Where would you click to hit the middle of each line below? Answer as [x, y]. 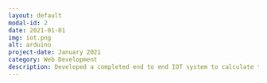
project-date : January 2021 [55, 52]
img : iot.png [30, 38]
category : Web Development [53, 60]
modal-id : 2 [28, 23]
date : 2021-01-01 [37, 30]
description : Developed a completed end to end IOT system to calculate [131, 67]
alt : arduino [30, 45]
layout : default [35, 15]
